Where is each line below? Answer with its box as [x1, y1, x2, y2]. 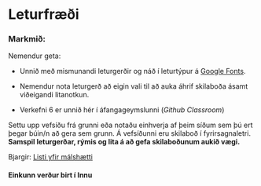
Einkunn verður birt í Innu [8, 170, 93, 180]
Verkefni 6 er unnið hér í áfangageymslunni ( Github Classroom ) [19, 105, 225, 115]
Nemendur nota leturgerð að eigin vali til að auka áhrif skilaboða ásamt [19, 82, 248, 91]
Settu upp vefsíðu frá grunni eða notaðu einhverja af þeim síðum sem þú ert [8, 120, 253, 130]
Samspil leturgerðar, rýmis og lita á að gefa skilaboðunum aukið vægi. [8, 137, 241, 147]
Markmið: [8, 34, 46, 45]
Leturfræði [8, 5, 80, 24]
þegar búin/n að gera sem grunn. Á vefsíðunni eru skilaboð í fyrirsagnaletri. [8, 129, 252, 138]
